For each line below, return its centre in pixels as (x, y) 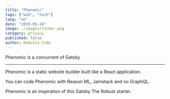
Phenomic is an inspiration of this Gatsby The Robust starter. (68, 91)
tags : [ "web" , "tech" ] (29, 15)
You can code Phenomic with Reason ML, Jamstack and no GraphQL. (78, 81)
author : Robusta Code (28, 43)
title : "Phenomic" (25, 10)
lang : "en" (17, 19)
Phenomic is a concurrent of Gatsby (43, 57)
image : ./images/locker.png (35, 29)
